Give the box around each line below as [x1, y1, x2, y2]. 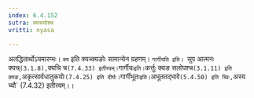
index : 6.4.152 [8, 11, 58, 20]
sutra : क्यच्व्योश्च [8, 19, 53, 27]
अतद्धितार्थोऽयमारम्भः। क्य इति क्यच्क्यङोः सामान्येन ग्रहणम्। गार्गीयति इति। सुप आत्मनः [8, 54, 215, 64]
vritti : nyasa [8, 26, 55, 34]
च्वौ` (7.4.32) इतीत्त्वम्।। [8, 81, 75, 90]
